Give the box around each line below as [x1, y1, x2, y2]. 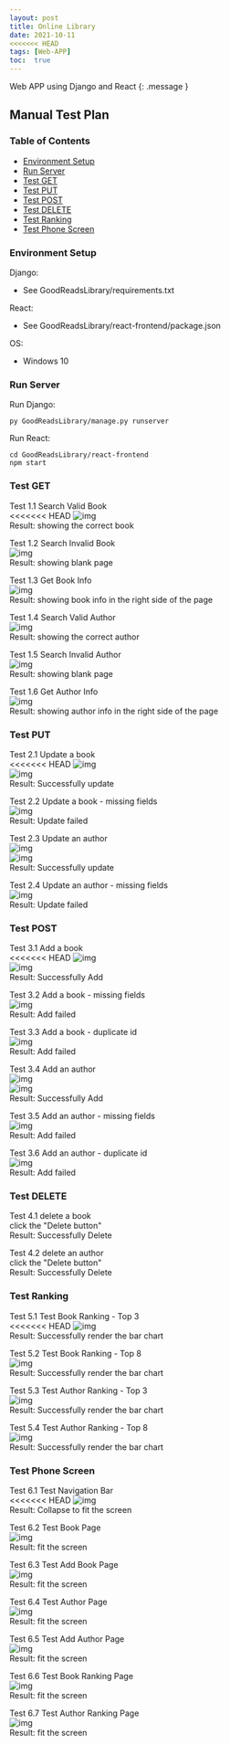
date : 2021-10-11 [9, 30, 76, 39]
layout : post [9, 13, 59, 23]
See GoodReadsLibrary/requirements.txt [22, 284, 175, 295]
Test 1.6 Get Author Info [9, 686, 99, 697]
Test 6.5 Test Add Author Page [9, 1634, 125, 1645]
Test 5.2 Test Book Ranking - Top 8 [9, 1348, 141, 1359]
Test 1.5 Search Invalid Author [9, 649, 121, 660]
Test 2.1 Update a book [9, 748, 96, 759]
